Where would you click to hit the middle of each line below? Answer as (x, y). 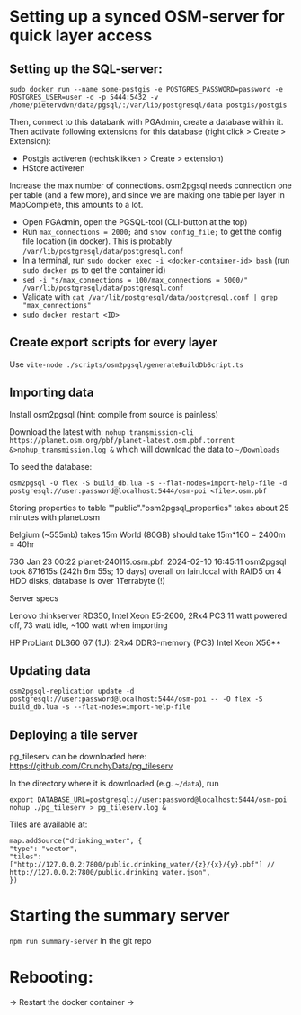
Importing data (52, 393)
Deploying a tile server (74, 735)
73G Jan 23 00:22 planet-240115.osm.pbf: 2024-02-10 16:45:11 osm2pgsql (148, 561)
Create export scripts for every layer (113, 342)
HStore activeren (53, 168)
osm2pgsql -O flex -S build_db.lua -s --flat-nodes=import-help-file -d (148, 483)
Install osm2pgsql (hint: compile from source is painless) (114, 414)
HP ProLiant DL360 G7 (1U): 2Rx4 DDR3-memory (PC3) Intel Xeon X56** (145, 642)
